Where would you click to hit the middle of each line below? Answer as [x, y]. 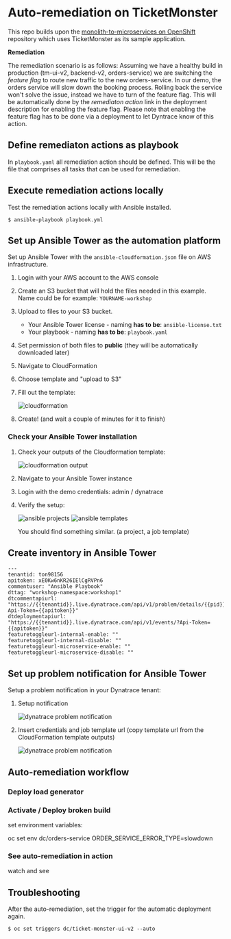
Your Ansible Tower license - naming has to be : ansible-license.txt [125, 325]
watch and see [29, 871]
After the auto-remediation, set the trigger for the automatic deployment [109, 909]
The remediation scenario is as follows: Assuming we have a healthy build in [115, 65]
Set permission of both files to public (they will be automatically [108, 345]
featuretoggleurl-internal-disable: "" [65, 641]
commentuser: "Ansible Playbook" [56, 587]
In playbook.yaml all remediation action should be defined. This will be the [112, 162]
